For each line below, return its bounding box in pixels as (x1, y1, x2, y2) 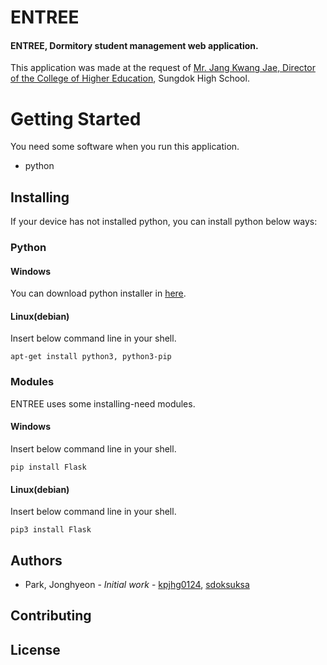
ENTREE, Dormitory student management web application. (10, 39, 259, 51)
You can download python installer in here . (10, 287, 187, 300)
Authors (10, 552, 63, 569)
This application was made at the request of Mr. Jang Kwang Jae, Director (10, 62, 316, 74)
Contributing (10, 607, 92, 625)
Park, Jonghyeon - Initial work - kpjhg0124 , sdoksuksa (24, 578, 250, 590)
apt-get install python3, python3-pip (10, 352, 172, 362)
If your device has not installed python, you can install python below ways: (10, 216, 318, 228)
